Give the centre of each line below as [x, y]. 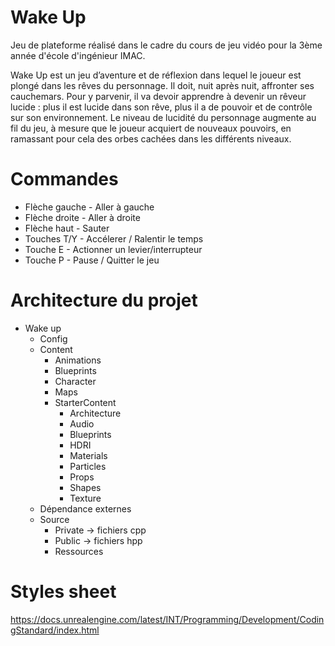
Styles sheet [63, 592]
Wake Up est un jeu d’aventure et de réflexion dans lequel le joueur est [156, 75]
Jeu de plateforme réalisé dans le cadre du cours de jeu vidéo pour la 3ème [166, 45]
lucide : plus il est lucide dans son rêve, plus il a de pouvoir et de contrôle [161, 107]
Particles [88, 466]
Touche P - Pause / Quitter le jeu [92, 260]
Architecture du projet [104, 300]
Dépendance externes [85, 508]
